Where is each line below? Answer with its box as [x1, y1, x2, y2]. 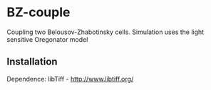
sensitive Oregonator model [6, 35, 88, 43]
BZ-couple [6, 4, 71, 21]
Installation [6, 56, 58, 68]
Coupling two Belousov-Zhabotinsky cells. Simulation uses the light [6, 28, 205, 36]
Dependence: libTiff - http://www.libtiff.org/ [6, 74, 134, 83]
